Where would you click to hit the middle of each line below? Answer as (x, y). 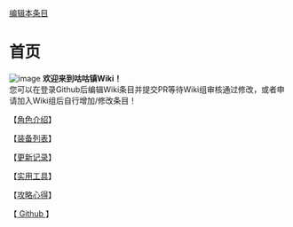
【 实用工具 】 (32, 176)
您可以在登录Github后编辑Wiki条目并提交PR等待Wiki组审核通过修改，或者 (143, 89)
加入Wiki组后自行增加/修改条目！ (77, 100)
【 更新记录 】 (32, 157)
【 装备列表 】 (32, 138)
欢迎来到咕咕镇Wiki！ (83, 78)
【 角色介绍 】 (32, 119)
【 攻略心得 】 (32, 194)
